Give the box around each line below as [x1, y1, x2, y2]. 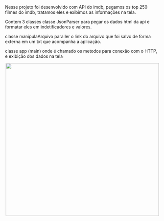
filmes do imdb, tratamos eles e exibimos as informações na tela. [5, 9, 136, 15]
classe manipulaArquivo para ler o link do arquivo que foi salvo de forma [5, 34, 151, 39]
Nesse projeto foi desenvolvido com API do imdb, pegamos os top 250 [5, 4, 148, 10]
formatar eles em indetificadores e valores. [5, 24, 92, 30]
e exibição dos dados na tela [5, 53, 63, 59]
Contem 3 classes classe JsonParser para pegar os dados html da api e [5, 19, 150, 24]
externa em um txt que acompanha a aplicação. [5, 39, 101, 44]
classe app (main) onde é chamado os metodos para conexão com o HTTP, [5, 48, 158, 54]
